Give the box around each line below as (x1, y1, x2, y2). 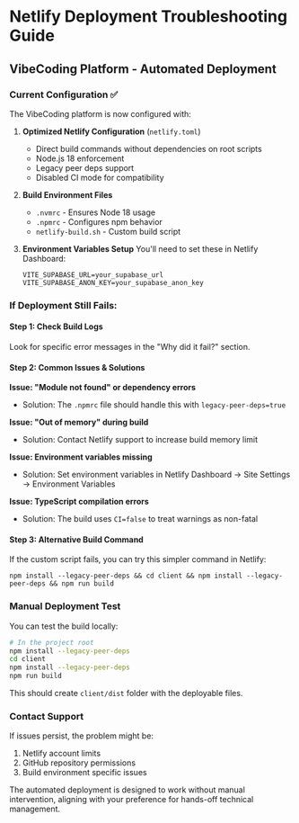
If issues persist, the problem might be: (9, 730, 154, 741)
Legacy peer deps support (35, 162, 135, 173)
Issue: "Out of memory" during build (9, 416, 149, 428)
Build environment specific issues (22, 767, 147, 778)
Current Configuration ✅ (9, 88, 119, 101)
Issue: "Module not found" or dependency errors (9, 382, 196, 393)
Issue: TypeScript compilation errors (9, 496, 150, 507)
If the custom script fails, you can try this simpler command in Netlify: (9, 554, 267, 565)
